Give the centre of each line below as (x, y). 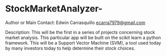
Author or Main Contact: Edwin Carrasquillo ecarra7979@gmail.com (75, 22)
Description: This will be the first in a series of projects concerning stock (80, 32)
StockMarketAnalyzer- (54, 9)
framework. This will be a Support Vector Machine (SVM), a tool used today (83, 42)
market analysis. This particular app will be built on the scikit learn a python (83, 37)
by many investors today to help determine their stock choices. (70, 48)
